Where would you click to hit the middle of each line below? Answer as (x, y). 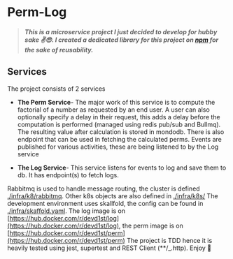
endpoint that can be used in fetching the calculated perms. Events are (119, 139)
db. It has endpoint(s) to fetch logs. (68, 175)
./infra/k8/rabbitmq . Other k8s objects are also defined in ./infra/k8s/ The (113, 195)
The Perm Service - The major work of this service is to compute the (116, 102)
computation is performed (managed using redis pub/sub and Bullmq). (119, 124)
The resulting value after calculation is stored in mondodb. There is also (121, 132)
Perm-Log (37, 12)
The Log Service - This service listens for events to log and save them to (122, 168)
